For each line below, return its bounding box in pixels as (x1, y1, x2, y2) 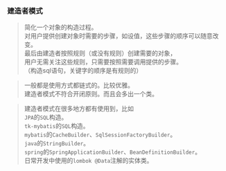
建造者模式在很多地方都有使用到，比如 (24, 105, 134, 113)
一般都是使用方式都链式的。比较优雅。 (24, 81, 134, 89)
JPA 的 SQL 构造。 (24, 113, 68, 122)
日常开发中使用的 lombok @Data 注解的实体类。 (24, 156, 153, 165)
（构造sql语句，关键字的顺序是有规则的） (24, 66, 143, 75)
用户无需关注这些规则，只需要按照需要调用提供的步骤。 (24, 57, 182, 66)
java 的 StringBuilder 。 (24, 139, 90, 147)
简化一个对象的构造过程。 (24, 23, 98, 32)
